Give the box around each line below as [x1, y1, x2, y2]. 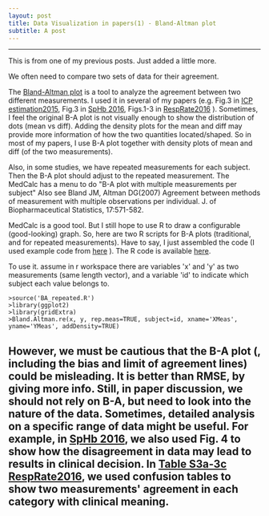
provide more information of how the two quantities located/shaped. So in [8, 130, 252, 140]
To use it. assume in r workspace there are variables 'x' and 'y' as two [8, 262, 239, 271]
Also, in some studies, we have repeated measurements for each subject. [8, 162, 251, 173]
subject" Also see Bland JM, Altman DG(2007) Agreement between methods [8, 188, 261, 197]
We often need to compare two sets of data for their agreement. [8, 71, 219, 81]
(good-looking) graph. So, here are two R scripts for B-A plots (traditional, [8, 230, 251, 239]
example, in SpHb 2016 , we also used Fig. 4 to [8, 432, 242, 445]
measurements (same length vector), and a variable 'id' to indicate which [8, 270, 250, 280]
